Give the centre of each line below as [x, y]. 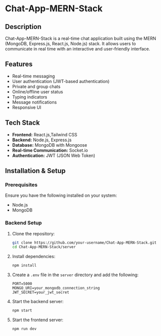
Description [23, 27]
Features [19, 64]
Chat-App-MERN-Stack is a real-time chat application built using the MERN [80, 38]
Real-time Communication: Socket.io [50, 150]
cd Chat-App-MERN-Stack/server [44, 247]
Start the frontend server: [38, 320]
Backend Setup [24, 223]
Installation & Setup [35, 171]
